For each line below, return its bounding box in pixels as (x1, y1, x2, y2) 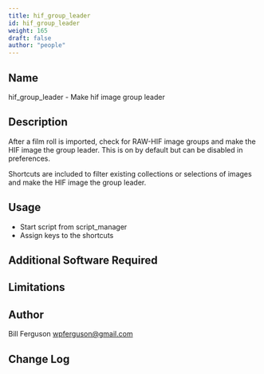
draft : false (8, 34, 52, 42)
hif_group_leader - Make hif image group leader (8, 92, 165, 101)
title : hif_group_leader (8, 11, 91, 20)
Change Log (8, 352, 70, 366)
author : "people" (8, 42, 66, 50)
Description (8, 115, 68, 129)
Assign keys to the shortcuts (19, 230, 114, 240)
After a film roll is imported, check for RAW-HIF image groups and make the (8, 137, 257, 146)
